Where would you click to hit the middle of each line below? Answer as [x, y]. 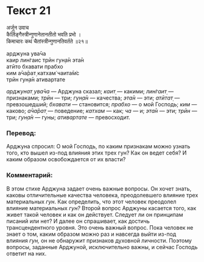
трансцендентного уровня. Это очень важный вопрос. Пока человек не [100, 227]
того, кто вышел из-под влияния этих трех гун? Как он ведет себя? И [97, 153]
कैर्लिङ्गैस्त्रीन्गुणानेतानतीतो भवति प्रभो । [44, 34]
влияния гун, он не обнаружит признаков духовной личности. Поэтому [99, 240]
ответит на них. [26, 253]
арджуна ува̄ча [26, 53]
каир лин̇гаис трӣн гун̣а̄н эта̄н [45, 60]
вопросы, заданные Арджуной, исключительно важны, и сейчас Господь [102, 247]
